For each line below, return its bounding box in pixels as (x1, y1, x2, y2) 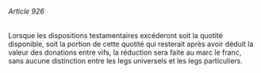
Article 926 (8, 6, 45, 16)
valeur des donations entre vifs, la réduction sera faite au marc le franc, (8, 48, 242, 57)
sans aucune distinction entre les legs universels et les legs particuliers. (8, 56, 244, 66)
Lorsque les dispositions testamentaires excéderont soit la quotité (8, 31, 224, 40)
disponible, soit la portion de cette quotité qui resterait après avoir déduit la (8, 40, 254, 49)
